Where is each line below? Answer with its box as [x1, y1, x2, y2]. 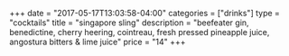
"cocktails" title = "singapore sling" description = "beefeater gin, [9, 17, 250, 28]
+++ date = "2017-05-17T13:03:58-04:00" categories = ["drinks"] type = [9, 8, 280, 18]
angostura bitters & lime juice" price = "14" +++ [9, 36, 186, 47]
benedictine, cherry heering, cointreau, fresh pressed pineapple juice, [9, 27, 270, 37]
